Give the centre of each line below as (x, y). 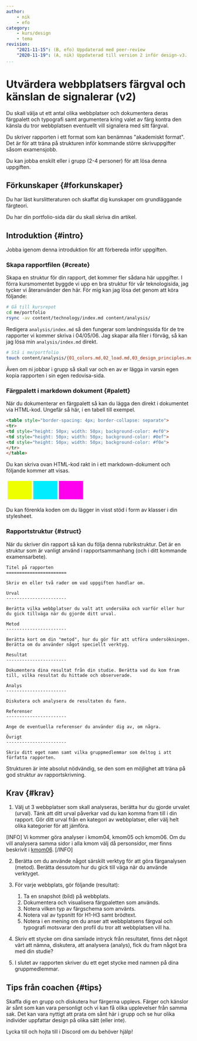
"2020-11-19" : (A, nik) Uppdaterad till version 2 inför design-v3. (102, 55)
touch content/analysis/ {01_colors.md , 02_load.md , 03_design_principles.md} (101, 358)
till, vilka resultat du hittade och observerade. (69, 675)
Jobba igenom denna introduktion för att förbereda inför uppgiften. (87, 250)
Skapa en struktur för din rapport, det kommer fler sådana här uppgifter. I (94, 278)
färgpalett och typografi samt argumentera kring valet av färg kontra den (94, 119)
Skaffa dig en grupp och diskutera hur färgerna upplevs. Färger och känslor (97, 1002)
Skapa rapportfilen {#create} (48, 265)
